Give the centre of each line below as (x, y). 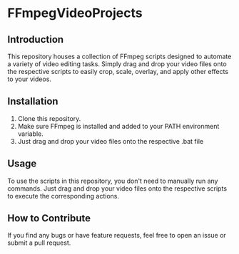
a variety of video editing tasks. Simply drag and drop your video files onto (117, 64)
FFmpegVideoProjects (75, 13)
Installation (33, 101)
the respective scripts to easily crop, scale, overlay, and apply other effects (118, 72)
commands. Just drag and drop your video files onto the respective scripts (117, 188)
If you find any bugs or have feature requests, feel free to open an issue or (117, 236)
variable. (31, 134)
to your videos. (30, 79)
